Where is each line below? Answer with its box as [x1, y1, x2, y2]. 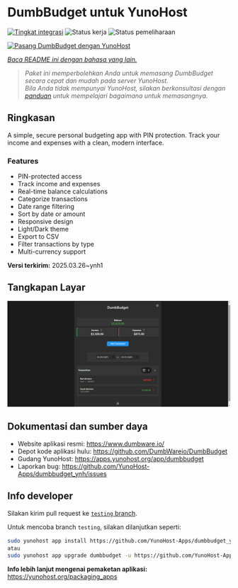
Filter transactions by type [17, 240, 94, 249]
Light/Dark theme [17, 225, 69, 234]
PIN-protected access [17, 172, 83, 181]
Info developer [7, 490, 73, 502]
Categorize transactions [17, 195, 89, 203]
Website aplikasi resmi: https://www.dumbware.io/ [17, 439, 165, 448]
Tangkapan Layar [7, 281, 86, 294]
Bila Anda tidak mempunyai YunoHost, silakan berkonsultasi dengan [24, 84, 226, 92]
